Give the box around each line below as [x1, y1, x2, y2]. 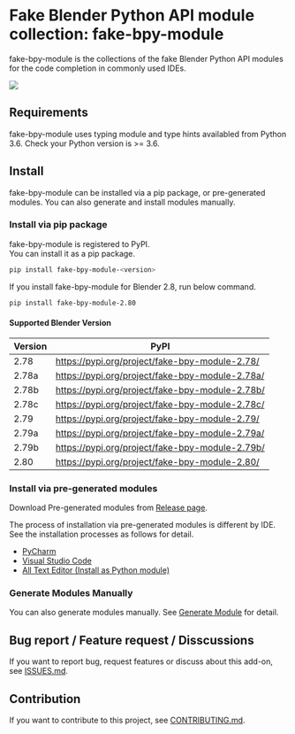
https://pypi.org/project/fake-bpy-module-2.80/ [56, 455, 261, 467]
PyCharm [21, 546, 57, 557]
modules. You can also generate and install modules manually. [9, 197, 236, 207]
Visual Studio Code [21, 555, 93, 567]
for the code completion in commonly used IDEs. [9, 63, 187, 73]
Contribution [9, 692, 81, 707]
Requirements [9, 105, 88, 120]
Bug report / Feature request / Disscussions [9, 632, 254, 647]
